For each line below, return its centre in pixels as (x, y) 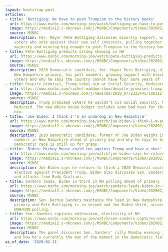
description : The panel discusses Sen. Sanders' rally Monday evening (85, 233)
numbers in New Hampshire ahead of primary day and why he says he (86, 140)
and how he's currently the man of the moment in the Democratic (84, 237)
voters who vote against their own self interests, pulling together (88, 42)
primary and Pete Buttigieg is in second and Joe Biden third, (81, 205)
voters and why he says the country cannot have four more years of (87, 79)
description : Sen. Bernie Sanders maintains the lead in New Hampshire (86, 200)
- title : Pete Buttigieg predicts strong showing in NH (64, 51)
